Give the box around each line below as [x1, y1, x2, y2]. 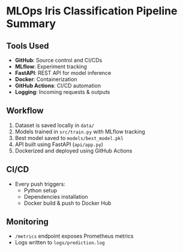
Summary [6, 17, 56, 31]
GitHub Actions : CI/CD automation [14, 82, 101, 89]
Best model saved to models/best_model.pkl [14, 134, 124, 141]
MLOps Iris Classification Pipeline [6, 4, 178, 18]
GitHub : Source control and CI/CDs [14, 57, 103, 63]
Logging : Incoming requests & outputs [14, 89, 110, 95]
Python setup [23, 187, 58, 194]
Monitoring [6, 217, 49, 227]
